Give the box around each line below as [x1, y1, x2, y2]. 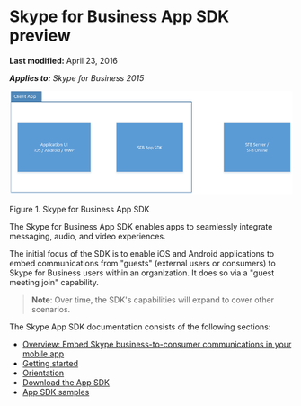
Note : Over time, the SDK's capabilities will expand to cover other [31, 294, 275, 305]
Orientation [22, 367, 65, 378]
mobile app [22, 348, 65, 359]
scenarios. [31, 303, 71, 314]
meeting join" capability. [9, 276, 99, 287]
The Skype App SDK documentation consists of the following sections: [9, 321, 271, 332]
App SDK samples [22, 386, 90, 397]
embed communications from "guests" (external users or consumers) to [9, 257, 276, 268]
